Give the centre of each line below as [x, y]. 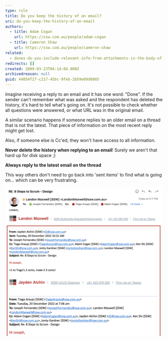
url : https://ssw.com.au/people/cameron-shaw [62, 48]
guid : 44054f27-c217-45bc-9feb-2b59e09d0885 [52, 79]
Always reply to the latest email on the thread [53, 165]
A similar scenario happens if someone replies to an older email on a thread [83, 120]
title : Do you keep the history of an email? [53, 16]
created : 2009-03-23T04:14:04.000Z [42, 69]
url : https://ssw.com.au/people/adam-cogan [60, 37]
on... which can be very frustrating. [41, 180]
